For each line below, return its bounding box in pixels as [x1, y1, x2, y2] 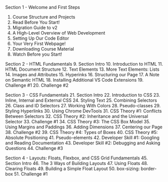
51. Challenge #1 [14, 171, 48, 177]
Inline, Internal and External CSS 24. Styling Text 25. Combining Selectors [5, 97, 157, 103]
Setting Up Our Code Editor [12, 35, 69, 41]
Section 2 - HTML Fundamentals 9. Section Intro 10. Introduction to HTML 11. [5, 61, 163, 67]
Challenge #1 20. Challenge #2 [5, 82, 69, 88]
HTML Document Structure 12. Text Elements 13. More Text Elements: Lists [5, 66, 159, 72]
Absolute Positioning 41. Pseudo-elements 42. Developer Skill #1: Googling [5, 135, 159, 140]
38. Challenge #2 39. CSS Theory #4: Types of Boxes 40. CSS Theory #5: [5, 129, 158, 135]
